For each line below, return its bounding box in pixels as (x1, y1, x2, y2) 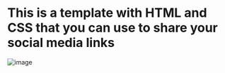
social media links (7, 35, 115, 51)
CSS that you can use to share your (7, 20, 218, 36)
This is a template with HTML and (7, 5, 207, 21)
